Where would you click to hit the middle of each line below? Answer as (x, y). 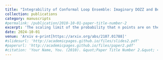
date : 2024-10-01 (23, 32)
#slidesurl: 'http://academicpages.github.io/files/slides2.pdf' (72, 41)
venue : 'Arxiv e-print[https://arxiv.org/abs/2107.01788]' (66, 37)
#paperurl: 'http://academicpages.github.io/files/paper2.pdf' (70, 45)
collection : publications (31, 14)
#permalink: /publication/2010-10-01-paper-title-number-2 (66, 23)
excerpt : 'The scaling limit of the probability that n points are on (78, 28)
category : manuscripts (28, 18)
